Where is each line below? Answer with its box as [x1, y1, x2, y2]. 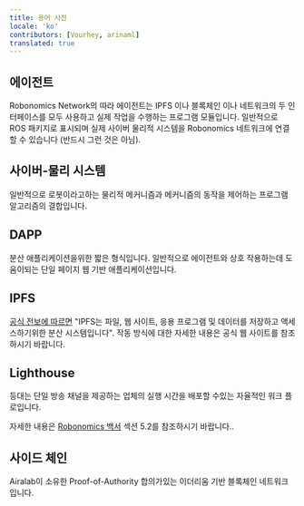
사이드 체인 [9, 450, 68, 465]
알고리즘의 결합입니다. [9, 200, 88, 211]
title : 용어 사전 [9, 13, 68, 23]
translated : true [9, 38, 75, 48]
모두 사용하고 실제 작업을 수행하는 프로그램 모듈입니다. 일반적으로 [48, 112, 279, 122]
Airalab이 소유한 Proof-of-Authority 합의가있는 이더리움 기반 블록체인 [9, 476, 258, 487]
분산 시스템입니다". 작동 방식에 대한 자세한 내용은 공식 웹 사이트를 [48, 327, 279, 338]
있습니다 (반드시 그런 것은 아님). [28, 134, 142, 145]
